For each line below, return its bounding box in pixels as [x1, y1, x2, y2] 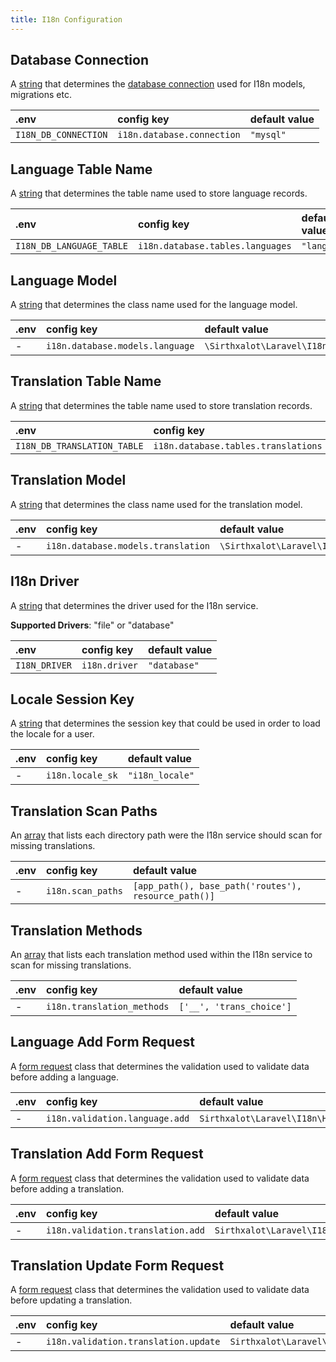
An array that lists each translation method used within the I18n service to [10, 948, 313, 960]
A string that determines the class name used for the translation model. [10, 498, 303, 510]
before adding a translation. [10, 1182, 125, 1195]
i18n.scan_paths [46, 886, 123, 897]
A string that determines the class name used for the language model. [10, 299, 298, 311]
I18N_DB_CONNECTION [15, 129, 108, 141]
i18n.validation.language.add [46, 1112, 190, 1124]
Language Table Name [10, 161, 153, 178]
